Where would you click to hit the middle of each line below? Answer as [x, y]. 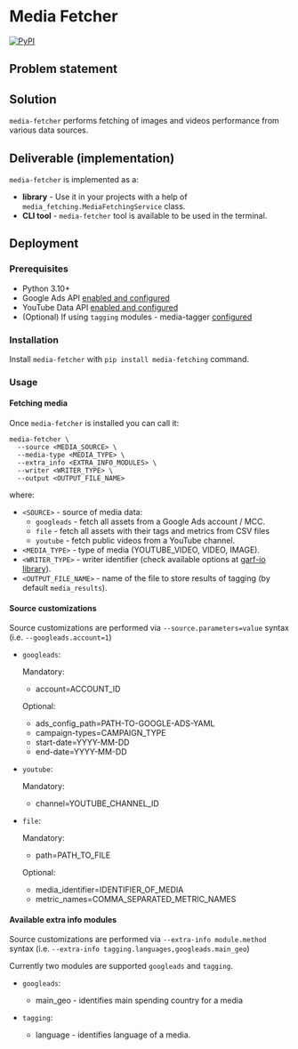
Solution [33, 99]
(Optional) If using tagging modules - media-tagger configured [137, 317]
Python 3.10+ [46, 288]
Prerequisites [39, 269]
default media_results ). [64, 588]
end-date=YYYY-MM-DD [81, 752]
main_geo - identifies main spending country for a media [139, 1001]
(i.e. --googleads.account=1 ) [61, 637]
